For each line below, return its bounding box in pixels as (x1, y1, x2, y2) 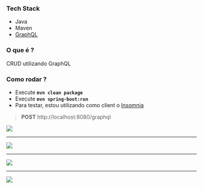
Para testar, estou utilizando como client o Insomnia (14, 101, 144, 108)
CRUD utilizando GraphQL (6, 59, 71, 67)
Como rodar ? (6, 75, 47, 83)
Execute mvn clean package (14, 88, 83, 96)
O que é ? (6, 46, 34, 55)
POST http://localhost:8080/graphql (21, 113, 111, 121)
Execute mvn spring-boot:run (14, 95, 89, 102)
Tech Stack (6, 4, 40, 13)
